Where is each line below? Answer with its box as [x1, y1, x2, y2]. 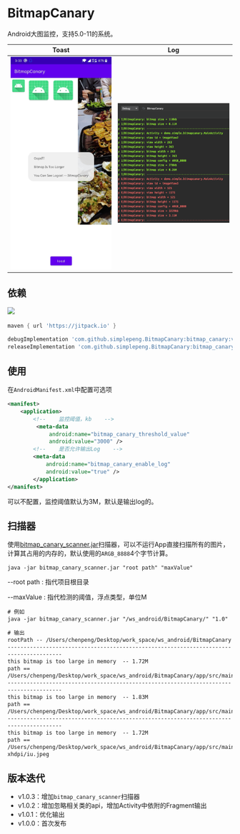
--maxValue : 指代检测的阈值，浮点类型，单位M [7, 593, 147, 601]
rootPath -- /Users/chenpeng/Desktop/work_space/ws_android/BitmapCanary [7, 637, 232, 644]
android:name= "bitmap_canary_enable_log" [45, 461, 171, 468]
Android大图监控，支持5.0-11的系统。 [7, 29, 117, 38]
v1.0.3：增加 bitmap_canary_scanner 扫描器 [17, 793, 141, 801]
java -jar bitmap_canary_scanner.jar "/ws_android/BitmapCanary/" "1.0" [7, 616, 229, 623]
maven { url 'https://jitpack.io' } [7, 322, 116, 329]
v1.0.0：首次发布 [17, 819, 67, 828]
